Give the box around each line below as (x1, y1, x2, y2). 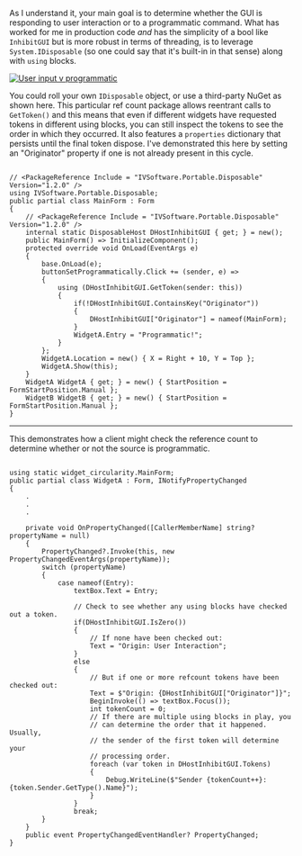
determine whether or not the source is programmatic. (9, 443, 210, 454)
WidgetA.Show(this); (41, 362, 119, 371)
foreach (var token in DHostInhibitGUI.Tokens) (89, 760, 271, 769)
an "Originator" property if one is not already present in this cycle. (9, 148, 253, 158)
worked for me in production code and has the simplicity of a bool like (9, 27, 269, 37)
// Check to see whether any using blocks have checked (73, 602, 288, 611)
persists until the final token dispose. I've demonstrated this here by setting (9, 139, 288, 149)
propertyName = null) (9, 531, 91, 540)
